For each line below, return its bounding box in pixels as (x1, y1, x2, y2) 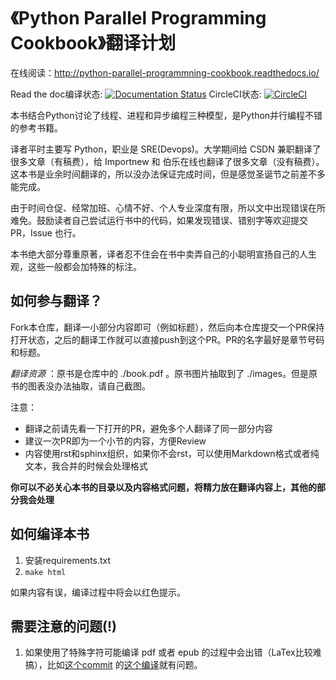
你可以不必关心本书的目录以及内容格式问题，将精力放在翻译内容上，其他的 (10, 481, 317, 493)
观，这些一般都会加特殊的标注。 (10, 260, 142, 272)
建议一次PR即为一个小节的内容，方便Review (24, 435, 207, 447)
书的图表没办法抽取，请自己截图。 (10, 380, 151, 392)
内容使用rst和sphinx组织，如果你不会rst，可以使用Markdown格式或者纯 (24, 447, 320, 459)
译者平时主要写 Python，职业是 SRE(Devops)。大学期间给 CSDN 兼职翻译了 (10, 143, 322, 155)
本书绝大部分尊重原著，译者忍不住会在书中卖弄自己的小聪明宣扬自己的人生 (10, 248, 317, 260)
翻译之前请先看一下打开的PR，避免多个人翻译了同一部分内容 (24, 422, 273, 434)
